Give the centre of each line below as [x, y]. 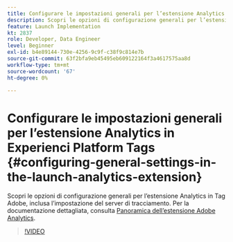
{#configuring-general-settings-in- [112, 162]
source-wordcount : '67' [42, 71]
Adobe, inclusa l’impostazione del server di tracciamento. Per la [98, 203]
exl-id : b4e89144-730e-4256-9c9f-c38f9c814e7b [76, 53]
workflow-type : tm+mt [38, 65]
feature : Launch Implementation [54, 26]
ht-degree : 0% [28, 78]
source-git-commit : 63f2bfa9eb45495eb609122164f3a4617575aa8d [99, 59]
